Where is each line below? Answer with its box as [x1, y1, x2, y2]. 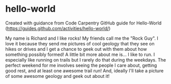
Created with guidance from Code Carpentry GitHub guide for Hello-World [5, 20, 162, 26]
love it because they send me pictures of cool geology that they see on [5, 40, 155, 46]
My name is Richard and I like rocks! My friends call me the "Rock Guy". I [5, 35, 158, 41]
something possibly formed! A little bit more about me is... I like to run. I [5, 51, 155, 58]
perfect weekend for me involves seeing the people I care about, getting [5, 62, 157, 68]
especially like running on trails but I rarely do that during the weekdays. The [5, 57, 166, 63]
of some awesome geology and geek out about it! [5, 73, 110, 79]
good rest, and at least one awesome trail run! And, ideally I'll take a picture [5, 67, 164, 74]
